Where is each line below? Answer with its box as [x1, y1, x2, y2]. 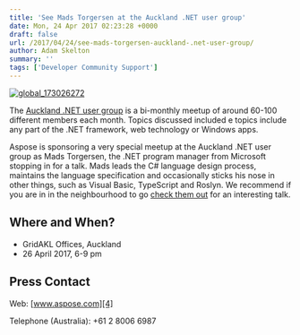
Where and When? [9, 215, 116, 230]
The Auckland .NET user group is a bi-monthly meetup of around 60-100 [9, 105, 278, 116]
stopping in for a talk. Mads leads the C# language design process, [9, 160, 257, 171]
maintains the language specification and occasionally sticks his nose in [9, 169, 276, 180]
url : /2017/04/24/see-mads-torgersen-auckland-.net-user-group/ [9, 38, 254, 47]
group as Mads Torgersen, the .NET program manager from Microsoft [9, 150, 267, 161]
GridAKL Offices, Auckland [21, 238, 122, 249]
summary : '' [9, 55, 54, 64]
